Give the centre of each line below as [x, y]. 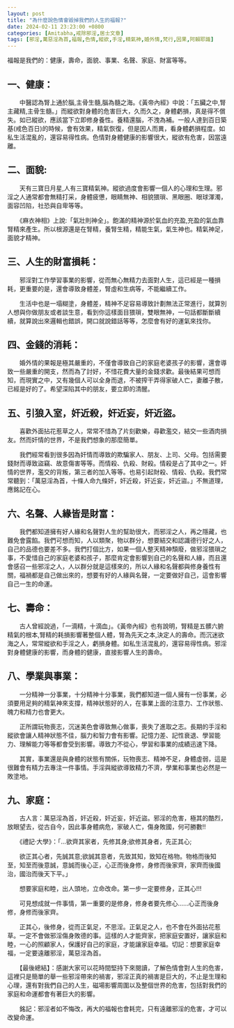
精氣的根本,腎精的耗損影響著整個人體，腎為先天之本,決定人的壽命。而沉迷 [113, 634]
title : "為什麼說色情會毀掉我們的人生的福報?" [67, 20]
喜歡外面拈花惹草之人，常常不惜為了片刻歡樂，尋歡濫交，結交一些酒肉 [120, 431]
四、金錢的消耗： [44, 344]
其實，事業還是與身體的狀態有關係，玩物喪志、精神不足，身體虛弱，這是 [123, 758]
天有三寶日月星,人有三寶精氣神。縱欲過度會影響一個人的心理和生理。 [118, 188]
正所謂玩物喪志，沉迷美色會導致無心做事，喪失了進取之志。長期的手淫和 [123, 726]
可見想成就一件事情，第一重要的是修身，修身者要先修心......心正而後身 [119, 903]
